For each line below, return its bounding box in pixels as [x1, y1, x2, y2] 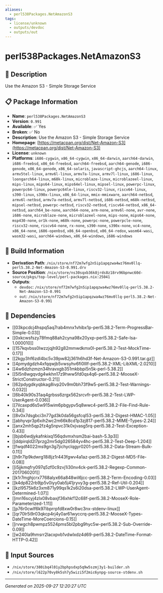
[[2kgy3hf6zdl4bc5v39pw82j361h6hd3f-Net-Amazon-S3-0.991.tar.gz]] [12, 356, 155, 362]
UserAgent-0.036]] [12, 397, 50, 403]
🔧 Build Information [5, 247, 65, 255]
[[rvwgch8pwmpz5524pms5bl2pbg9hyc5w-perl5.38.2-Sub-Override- [12, 521, 152, 527]
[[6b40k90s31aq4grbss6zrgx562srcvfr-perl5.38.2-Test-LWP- [12, 392, 136, 398]
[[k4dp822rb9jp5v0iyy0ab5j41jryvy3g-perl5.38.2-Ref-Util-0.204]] [12, 480, 145, 486]
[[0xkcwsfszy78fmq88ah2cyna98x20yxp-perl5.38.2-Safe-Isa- [12, 335, 138, 341]
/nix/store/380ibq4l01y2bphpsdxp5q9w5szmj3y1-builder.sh [12, 565, 130, 570]
